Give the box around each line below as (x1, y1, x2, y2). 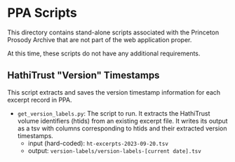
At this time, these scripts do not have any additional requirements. (7, 49, 201, 58)
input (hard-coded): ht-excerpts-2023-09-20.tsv (27, 139, 168, 147)
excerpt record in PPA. (7, 95, 72, 104)
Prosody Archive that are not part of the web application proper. (7, 35, 192, 43)
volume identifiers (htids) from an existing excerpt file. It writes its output (17, 116, 228, 125)
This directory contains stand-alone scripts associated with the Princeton (7, 28, 220, 36)
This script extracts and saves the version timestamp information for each (7, 88, 221, 96)
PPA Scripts (7, 5, 77, 21)
